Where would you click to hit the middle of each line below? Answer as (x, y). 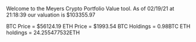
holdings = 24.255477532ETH (43, 33)
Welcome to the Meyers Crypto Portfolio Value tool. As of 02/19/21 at (90, 9)
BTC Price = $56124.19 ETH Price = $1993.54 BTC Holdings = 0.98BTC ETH (98, 26)
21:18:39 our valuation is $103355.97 (51, 15)
